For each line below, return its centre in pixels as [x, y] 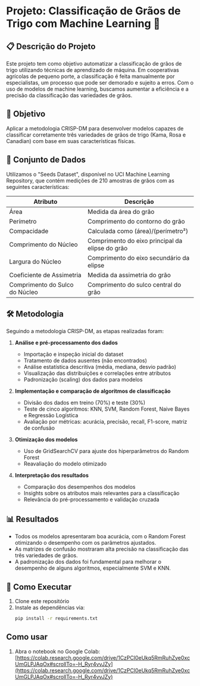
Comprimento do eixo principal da [135, 241]
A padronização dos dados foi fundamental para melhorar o [88, 562]
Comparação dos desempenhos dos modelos [79, 487]
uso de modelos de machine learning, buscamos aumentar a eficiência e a [97, 89]
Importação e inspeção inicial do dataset [74, 354]
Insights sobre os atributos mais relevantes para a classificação [101, 493]
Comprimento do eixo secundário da [138, 257]
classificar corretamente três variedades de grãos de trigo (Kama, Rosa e [96, 135]
